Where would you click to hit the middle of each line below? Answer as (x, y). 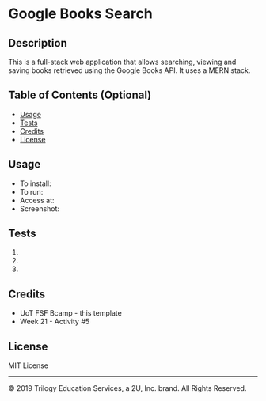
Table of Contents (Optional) (80, 95)
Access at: (37, 200)
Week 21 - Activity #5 (55, 322)
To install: (35, 183)
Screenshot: (40, 208)
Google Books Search (80, 14)
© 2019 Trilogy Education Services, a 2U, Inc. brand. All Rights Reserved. (127, 388)
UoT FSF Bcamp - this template (71, 313)
